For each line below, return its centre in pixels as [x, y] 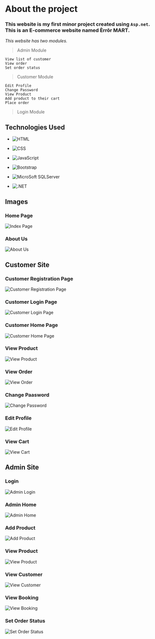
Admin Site [22, 468]
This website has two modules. [36, 41]
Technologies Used [35, 127]
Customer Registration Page [39, 279]
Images [17, 202]
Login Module [31, 112]
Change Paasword [27, 395]
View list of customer [28, 60]
